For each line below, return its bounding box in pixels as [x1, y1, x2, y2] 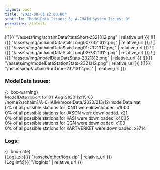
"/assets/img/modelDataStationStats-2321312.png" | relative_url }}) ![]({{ [5, 60, 151, 66]
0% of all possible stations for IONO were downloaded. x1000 [5, 104, 130, 110]
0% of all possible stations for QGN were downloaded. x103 [5, 120, 126, 126]
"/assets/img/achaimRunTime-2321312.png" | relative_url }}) [5, 66, 126, 72]
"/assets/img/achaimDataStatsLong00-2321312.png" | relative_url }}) [11, 40, 150, 46]
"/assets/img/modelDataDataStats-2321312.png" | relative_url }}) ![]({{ [11, 55, 153, 61]
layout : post [5, 7, 32, 12]
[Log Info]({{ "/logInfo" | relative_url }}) [5, 159, 83, 165]
